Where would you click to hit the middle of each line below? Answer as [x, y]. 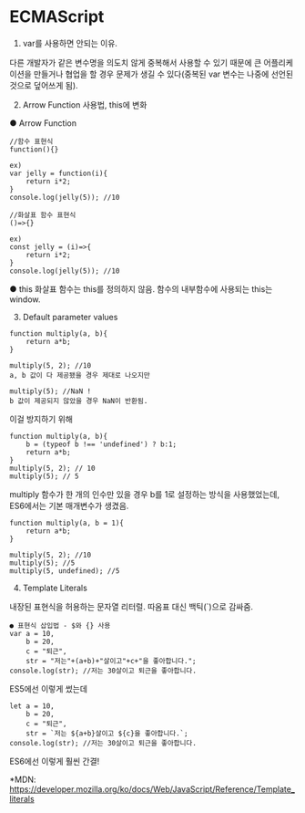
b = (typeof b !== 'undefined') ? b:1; [102, 444]
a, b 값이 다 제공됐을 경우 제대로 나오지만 [80, 375]
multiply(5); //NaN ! [51, 391]
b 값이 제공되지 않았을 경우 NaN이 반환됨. [79, 401]
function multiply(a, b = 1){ [67, 523]
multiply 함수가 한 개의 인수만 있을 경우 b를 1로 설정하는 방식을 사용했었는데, [145, 494]
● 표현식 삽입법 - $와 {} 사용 [60, 625]
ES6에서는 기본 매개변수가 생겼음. [69, 506]
